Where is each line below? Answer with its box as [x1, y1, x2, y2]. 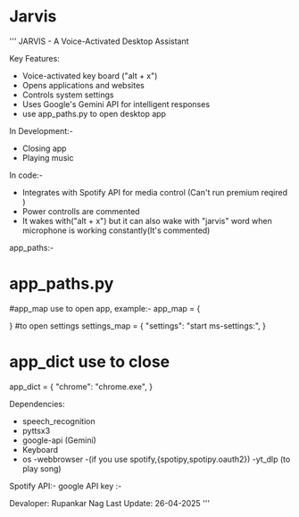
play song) [21, 463, 62, 474]
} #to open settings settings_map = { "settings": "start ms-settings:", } [9, 320, 266, 331]
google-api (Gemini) [21, 435, 96, 446]
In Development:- [9, 125, 73, 136]
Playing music [21, 152, 74, 163]
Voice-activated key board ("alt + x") [21, 70, 158, 81]
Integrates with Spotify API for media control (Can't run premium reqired [21, 187, 288, 197]
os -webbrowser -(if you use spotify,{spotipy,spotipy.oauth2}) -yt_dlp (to [21, 454, 291, 464]
